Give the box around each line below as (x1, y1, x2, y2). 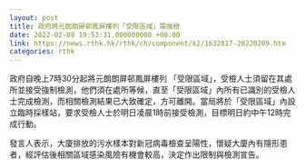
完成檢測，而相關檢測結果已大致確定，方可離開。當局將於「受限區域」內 (16, 96, 288, 107)
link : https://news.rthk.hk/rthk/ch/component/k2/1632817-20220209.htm (9, 38, 286, 48)
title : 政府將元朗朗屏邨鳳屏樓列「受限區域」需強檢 (9, 22, 180, 31)
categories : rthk (9, 47, 75, 56)
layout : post (9, 13, 59, 23)
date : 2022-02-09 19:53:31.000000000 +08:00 (9, 30, 181, 39)
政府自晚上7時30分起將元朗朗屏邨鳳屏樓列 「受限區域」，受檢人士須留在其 (9, 74, 285, 84)
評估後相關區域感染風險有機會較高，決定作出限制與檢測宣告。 (33, 149, 264, 160)
